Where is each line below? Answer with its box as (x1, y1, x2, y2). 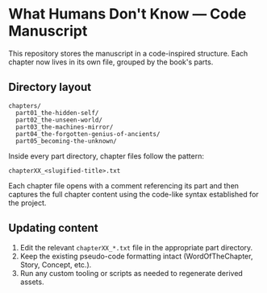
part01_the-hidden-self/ (15, 109, 99, 117)
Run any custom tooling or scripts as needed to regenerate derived (19, 268, 244, 278)
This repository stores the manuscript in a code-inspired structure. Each (8, 48, 248, 58)
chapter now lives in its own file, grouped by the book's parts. (8, 57, 214, 67)
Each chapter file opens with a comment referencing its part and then (8, 180, 240, 190)
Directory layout (8, 80, 92, 94)
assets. (19, 277, 44, 287)
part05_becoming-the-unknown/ (15, 137, 117, 145)
